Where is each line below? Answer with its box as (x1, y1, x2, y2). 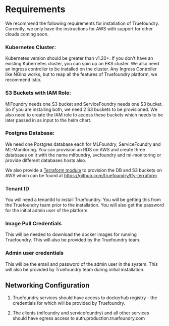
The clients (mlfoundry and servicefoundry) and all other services (12, 310, 150, 316)
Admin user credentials (5, 250, 64, 257)
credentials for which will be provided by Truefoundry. (12, 300, 125, 306)
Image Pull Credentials (5, 220, 62, 227)
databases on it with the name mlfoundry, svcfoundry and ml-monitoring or (5, 152, 161, 158)
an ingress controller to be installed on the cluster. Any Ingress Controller (5, 66, 157, 72)
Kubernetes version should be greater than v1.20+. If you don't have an (5, 55, 153, 61)
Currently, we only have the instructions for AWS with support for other (5, 25, 153, 31)
